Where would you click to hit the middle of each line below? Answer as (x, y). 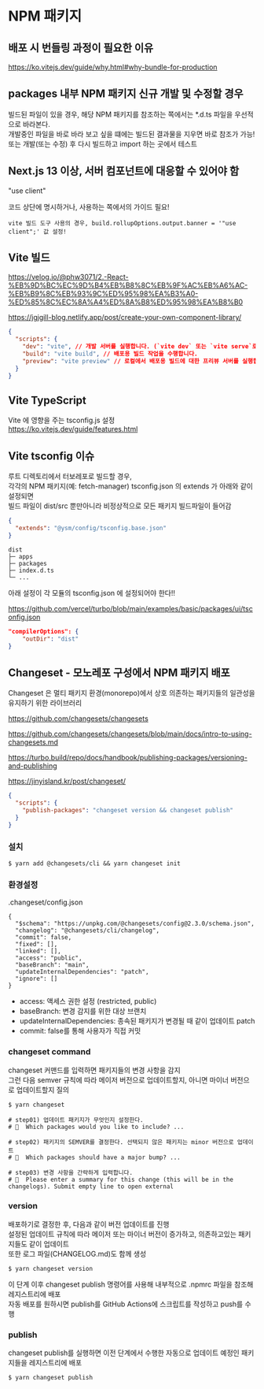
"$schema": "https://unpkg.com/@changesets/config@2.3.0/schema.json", (135, 924)
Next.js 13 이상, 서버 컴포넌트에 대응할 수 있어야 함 (124, 171)
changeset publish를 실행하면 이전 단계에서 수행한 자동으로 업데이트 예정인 (124, 1353)
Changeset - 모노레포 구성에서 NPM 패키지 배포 (119, 672)
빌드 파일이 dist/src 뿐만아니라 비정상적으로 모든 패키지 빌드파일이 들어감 (120, 506)
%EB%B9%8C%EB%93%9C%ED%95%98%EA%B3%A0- (103, 294)
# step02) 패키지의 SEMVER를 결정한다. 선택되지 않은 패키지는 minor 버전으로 (121, 1142)
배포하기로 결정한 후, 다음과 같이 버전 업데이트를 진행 (89, 1224)
